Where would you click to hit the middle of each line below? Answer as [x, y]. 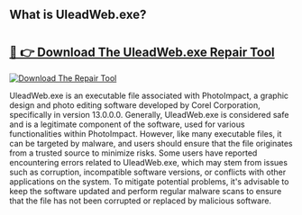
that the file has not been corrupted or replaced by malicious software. [141, 201]
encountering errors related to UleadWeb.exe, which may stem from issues [149, 162]
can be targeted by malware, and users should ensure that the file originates [151, 143]
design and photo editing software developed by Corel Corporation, [135, 105]
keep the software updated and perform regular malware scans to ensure [146, 191]
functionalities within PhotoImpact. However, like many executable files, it [146, 134]
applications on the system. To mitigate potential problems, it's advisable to [149, 182]
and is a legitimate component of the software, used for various [127, 124]
